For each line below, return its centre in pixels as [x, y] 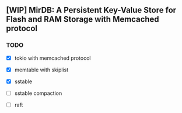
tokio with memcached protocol [52, 58]
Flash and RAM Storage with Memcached [83, 20]
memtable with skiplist [41, 70]
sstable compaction [38, 93]
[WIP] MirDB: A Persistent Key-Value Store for [91, 10]
